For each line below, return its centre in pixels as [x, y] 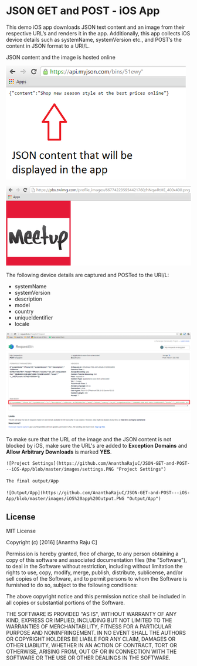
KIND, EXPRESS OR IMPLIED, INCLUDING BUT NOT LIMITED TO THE [89, 620]
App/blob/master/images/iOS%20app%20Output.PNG [65, 499]
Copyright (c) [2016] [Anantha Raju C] [52, 542]
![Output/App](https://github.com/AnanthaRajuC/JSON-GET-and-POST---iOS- [98, 493]
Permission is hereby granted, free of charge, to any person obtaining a [92, 554]
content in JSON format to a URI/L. [48, 46]
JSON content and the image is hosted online [61, 57]
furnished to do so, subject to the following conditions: [72, 585]
